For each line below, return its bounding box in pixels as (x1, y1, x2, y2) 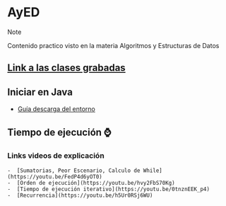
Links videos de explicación (7, 151, 105, 161)
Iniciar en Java (7, 86, 73, 98)
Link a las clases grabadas (7, 62, 126, 74)
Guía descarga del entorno (17, 105, 95, 113)
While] (143, 167, 162, 174)
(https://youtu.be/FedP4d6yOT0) (7, 173, 102, 181)
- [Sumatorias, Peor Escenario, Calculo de (7, 167, 141, 174)
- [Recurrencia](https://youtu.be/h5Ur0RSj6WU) (7, 192, 153, 199)
